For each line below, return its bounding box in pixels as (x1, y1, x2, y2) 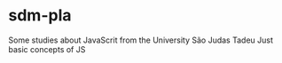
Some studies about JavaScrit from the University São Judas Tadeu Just (8, 35, 274, 45)
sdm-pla (8, 5, 72, 26)
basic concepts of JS (8, 43, 86, 54)
